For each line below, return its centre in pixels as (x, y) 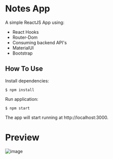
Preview (22, 137)
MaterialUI (23, 48)
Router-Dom (25, 37)
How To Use (24, 69)
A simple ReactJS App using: (35, 22)
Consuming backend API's (40, 42)
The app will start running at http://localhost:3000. (57, 117)
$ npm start (17, 108)
